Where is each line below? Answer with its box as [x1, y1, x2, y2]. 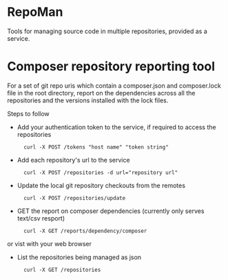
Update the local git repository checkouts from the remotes [17, 181, 186, 189]
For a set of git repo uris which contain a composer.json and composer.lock [7, 81, 222, 90]
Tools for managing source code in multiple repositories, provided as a [7, 27, 208, 35]
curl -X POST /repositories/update [23, 194, 126, 201]
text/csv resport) [17, 214, 65, 222]
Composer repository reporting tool [7, 59, 216, 75]
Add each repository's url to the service [17, 156, 130, 164]
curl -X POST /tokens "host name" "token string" [23, 143, 169, 151]
